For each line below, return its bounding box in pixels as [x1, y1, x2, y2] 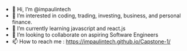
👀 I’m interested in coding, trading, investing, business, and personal [11, 12, 181, 19]
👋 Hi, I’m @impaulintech [11, 6, 71, 13]
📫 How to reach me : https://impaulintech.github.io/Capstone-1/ [11, 38, 171, 45]
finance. [11, 19, 32, 25]
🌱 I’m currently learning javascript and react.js [11, 25, 126, 32]
